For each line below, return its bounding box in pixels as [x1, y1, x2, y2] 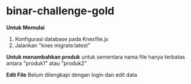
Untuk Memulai [6, 24, 45, 31]
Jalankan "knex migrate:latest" [14, 42, 91, 49]
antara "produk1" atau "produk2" [6, 60, 87, 67]
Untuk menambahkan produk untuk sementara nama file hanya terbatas [6, 53, 185, 60]
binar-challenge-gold [6, 4, 115, 18]
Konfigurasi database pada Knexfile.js [14, 35, 109, 42]
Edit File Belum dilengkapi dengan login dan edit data [6, 71, 137, 78]
